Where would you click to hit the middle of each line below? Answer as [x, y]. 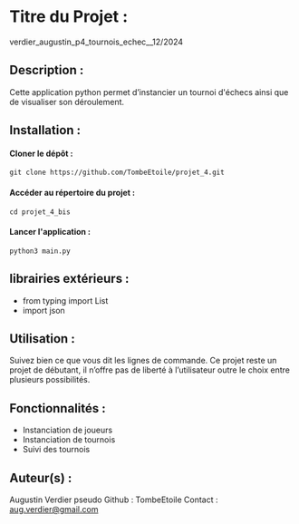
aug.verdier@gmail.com [54, 509]
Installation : [45, 130]
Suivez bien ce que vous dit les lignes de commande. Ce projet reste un [143, 361]
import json [43, 310]
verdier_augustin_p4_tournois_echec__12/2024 [96, 42]
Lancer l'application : [50, 232]
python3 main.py [40, 251]
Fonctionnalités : [58, 408]
